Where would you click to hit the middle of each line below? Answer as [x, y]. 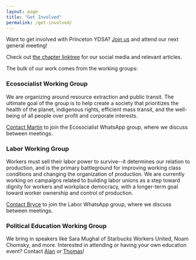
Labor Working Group [38, 148]
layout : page [22, 12]
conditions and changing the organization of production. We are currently [95, 174]
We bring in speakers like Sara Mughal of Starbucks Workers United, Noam [97, 239]
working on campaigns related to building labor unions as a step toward [93, 180]
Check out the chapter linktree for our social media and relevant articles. [94, 57]
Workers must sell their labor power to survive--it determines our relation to [98, 161]
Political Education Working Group [57, 226]
